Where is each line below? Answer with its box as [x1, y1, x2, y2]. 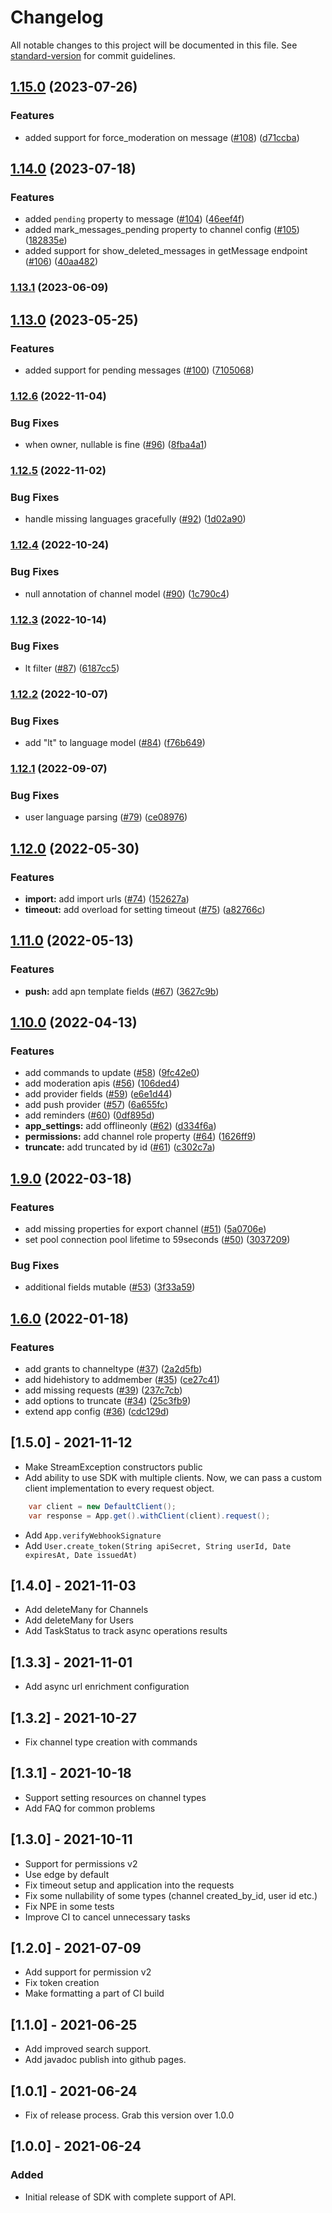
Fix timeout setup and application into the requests [24, 1879, 235, 1891]
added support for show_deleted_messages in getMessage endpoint [24, 245, 308, 257]
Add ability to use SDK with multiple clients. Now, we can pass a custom [24, 1471, 323, 1483]
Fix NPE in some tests [24, 1900, 115, 1912]
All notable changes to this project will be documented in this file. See [10, 39, 298, 51]
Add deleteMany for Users [24, 1614, 134, 1626]
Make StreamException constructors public [24, 1461, 203, 1473]
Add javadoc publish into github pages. [24, 2054, 187, 2066]
